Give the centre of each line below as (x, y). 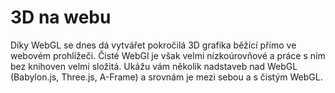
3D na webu (61, 17)
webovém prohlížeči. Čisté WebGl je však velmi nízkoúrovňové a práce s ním (168, 55)
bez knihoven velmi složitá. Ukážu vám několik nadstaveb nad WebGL (154, 66)
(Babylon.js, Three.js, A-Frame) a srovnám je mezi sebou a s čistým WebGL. (166, 77)
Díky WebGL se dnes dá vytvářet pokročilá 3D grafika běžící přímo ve (153, 45)
